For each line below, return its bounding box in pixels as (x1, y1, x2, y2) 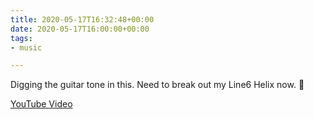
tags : (10, 33, 33, 43)
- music (10, 42, 43, 53)
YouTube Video (10, 98, 73, 110)
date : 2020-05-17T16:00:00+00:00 (10, 24, 150, 34)
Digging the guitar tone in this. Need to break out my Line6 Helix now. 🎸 (10, 79, 305, 91)
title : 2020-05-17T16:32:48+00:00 (10, 14, 155, 25)
